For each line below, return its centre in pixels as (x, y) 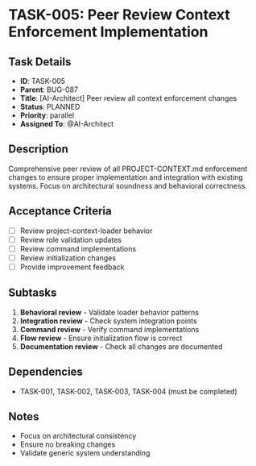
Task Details (40, 62)
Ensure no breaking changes (68, 444)
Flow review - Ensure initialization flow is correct (101, 338)
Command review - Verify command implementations (109, 329)
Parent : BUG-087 (49, 89)
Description (38, 150)
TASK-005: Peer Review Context (120, 15)
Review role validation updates (71, 239)
